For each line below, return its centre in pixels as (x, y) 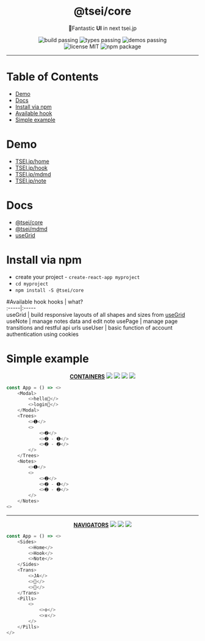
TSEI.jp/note (31, 181)
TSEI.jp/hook (31, 168)
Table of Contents (52, 77)
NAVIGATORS (91, 525)
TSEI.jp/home (32, 161)
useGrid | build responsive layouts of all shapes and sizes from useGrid (96, 314)
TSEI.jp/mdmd (33, 174)
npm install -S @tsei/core (49, 290)
